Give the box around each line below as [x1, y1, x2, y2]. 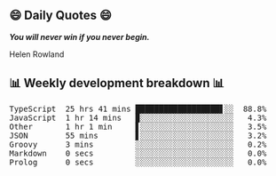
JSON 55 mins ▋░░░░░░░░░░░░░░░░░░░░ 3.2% [9, 130, 267, 140]
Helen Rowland [9, 49, 65, 60]
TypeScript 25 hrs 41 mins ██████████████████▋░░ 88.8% [9, 103, 267, 114]
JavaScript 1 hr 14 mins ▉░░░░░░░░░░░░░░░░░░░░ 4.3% [9, 112, 267, 123]
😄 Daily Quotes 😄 [9, 8, 113, 23]
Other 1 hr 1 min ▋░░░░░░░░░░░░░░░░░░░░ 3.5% [9, 121, 267, 132]
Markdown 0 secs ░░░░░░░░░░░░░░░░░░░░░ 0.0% [9, 148, 267, 158]
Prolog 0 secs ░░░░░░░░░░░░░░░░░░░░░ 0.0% [9, 156, 267, 167]
